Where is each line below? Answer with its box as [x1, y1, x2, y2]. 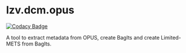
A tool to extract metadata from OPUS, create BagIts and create [6, 34, 160, 41]
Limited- [161, 34, 181, 41]
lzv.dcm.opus [6, 3, 75, 17]
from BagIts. [22, 40, 52, 47]
